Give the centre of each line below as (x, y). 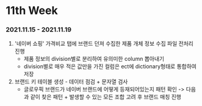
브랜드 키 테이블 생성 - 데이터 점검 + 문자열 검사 (71, 82)
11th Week (32, 11)
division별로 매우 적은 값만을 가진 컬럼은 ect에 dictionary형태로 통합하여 (110, 66)
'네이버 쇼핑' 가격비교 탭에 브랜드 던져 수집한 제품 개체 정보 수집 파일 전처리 (104, 44)
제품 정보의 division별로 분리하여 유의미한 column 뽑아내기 (94, 59)
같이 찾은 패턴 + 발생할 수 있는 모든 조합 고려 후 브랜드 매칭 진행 (106, 97)
